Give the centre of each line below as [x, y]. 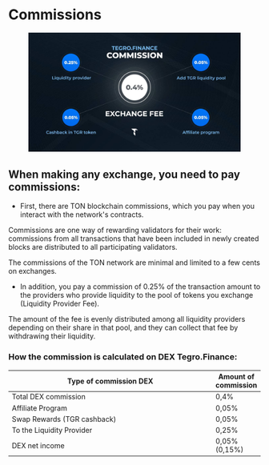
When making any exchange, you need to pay [124, 174]
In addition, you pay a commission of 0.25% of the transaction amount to [140, 287]
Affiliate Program [40, 408]
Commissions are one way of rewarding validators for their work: [115, 230]
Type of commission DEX [110, 381]
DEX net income [38, 445]
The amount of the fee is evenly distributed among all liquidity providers [127, 319]
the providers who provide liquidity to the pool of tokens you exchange [137, 295]
